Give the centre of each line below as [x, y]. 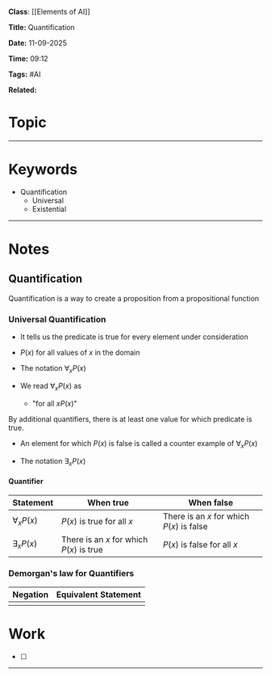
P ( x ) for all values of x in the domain [80, 353]
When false [211, 502]
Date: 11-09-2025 [38, 43]
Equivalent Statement [98, 595]
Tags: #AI [25, 74]
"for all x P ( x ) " [55, 403]
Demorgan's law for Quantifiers [71, 574]
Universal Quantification [57, 319]
